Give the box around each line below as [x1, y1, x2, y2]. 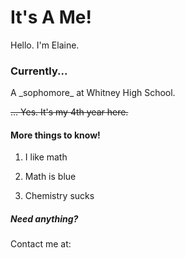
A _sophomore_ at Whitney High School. [10, 87, 176, 99]
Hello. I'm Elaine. [10, 39, 80, 51]
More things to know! [10, 129, 101, 141]
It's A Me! [10, 6, 92, 29]
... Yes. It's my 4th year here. [10, 106, 129, 118]
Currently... [10, 64, 68, 78]
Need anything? [10, 213, 79, 225]
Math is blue [24, 171, 77, 183]
